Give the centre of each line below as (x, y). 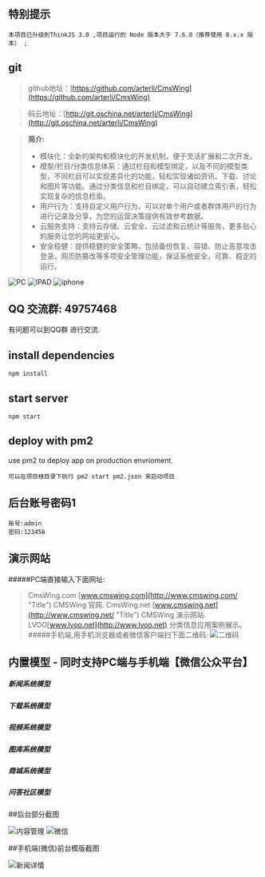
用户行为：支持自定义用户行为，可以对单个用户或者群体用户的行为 (148, 205)
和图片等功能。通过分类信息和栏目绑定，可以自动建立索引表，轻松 (148, 185)
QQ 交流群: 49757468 (63, 309)
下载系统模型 (29, 705)
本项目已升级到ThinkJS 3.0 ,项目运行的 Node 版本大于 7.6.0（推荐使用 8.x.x (126, 34)
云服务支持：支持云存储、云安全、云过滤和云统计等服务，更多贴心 (148, 225)
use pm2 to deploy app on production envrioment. (91, 460)
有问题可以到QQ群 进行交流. (54, 329)
